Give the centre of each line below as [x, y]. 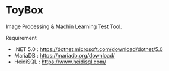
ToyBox [25, 10]
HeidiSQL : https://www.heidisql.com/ [60, 62]
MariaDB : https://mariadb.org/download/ [64, 55]
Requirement [21, 38]
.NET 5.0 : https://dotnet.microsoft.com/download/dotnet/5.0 [89, 49]
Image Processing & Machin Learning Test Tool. [64, 26]
